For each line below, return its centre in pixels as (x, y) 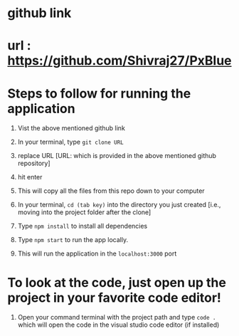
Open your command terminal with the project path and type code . (117, 317)
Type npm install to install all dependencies (83, 226)
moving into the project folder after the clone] (84, 212)
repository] (34, 163)
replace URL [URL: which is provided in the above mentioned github (117, 156)
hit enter (30, 177)
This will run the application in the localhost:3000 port (97, 253)
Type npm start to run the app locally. (73, 240)
